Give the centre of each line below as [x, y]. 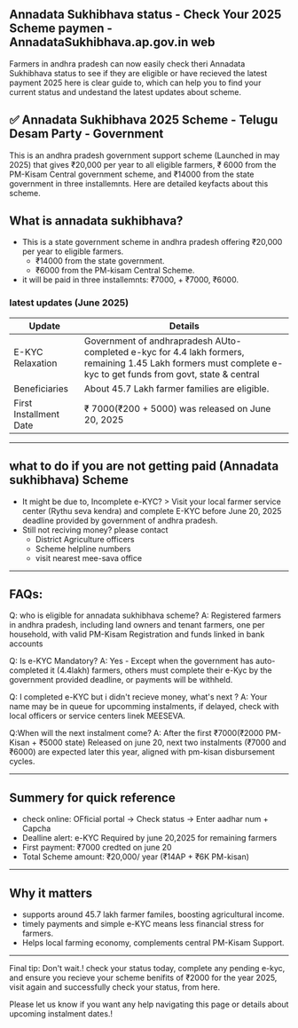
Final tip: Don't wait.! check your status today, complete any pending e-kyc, [147, 968]
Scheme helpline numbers [83, 549]
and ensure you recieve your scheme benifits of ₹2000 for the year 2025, [143, 977]
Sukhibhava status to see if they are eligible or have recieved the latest [138, 73]
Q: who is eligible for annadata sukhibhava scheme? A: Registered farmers [145, 615]
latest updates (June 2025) [69, 303]
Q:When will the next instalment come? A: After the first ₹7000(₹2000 [137, 733]
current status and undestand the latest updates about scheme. [125, 91]
